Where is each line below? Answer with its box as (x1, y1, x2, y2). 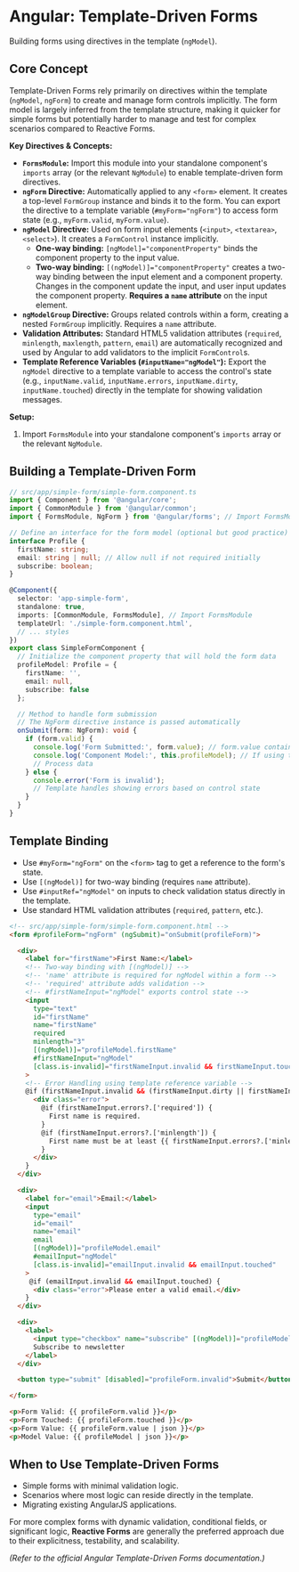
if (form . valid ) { (25, 735, 93, 744)
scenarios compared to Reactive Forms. (9, 123, 156, 134)
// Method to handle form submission (17, 710, 158, 719)
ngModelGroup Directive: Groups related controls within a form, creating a (21, 309, 289, 320)
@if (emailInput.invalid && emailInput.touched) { (28, 1276, 221, 1286)
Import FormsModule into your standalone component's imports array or (21, 428, 282, 439)
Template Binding (9, 834, 109, 849)
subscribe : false (25, 685, 90, 694)
